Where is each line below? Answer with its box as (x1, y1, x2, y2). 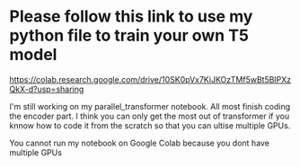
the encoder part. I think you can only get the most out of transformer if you (9, 110, 290, 121)
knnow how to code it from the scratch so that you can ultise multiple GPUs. (9, 119, 291, 131)
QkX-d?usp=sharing (9, 83, 84, 94)
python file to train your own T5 (9, 25, 250, 46)
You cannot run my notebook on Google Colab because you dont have (9, 137, 269, 148)
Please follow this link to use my (9, 6, 253, 27)
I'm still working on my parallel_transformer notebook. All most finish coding (9, 101, 291, 111)
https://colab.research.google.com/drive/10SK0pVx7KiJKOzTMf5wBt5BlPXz (9, 74, 292, 84)
